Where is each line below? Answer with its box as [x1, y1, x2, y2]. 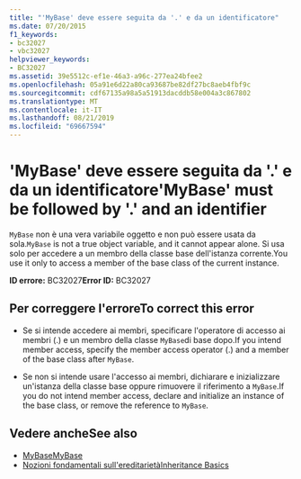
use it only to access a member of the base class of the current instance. [9, 258, 280, 268]
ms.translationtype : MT [9, 96, 99, 106]
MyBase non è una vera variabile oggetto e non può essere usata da [9, 229, 256, 239]
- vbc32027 [9, 47, 50, 56]
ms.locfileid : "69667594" [9, 122, 106, 131]
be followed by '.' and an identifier [9, 199, 267, 220]
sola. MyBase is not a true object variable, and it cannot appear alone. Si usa [9, 238, 285, 249]
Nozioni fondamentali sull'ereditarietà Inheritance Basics [22, 459, 229, 470]
